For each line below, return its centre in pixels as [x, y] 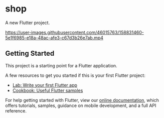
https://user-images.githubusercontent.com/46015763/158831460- [74, 32]
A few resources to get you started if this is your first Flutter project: [75, 75]
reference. [16, 110]
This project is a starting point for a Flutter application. [61, 65]
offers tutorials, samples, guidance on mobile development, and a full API [81, 105]
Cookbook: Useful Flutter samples [48, 90]
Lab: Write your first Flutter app [45, 85]
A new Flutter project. [28, 23]
